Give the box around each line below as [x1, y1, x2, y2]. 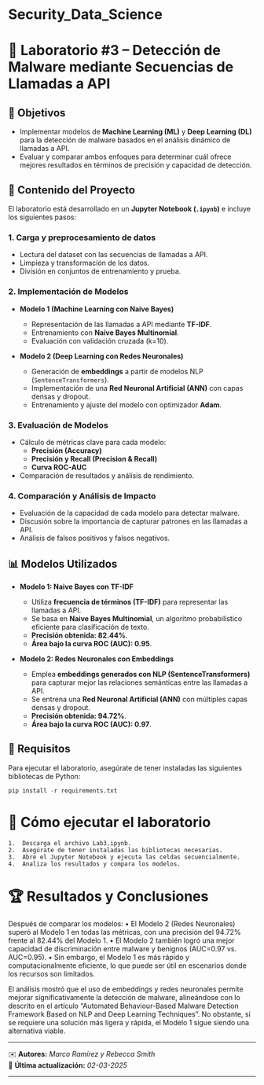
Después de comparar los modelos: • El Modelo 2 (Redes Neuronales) [8, 918, 236, 929]
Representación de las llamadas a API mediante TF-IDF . [31, 319, 212, 329]
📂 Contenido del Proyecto [8, 183, 136, 197]
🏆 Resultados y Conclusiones [8, 887, 209, 905]
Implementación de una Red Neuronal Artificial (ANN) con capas [31, 383, 244, 392]
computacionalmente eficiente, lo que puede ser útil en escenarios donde [8, 961, 247, 970]
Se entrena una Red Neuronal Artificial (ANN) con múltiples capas [31, 694, 247, 704]
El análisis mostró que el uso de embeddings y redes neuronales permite [8, 984, 244, 994]
